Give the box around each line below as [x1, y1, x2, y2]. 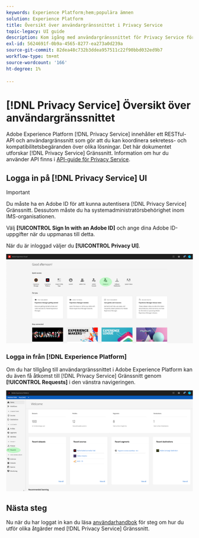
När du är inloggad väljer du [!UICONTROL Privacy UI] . [6, 242, 140, 249]
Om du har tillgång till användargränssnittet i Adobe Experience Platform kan [6, 366, 193, 373]
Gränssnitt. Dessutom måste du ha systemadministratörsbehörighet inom [6, 206, 185, 214]
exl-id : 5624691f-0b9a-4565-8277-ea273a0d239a [6, 41, 123, 47]
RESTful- [164, 130, 187, 138]
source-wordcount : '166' [6, 59, 68, 65]
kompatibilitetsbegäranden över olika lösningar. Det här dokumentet [6, 143, 172, 151]
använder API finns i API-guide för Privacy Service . [6, 156, 131, 163]
